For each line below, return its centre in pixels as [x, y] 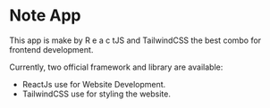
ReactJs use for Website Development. [94, 84]
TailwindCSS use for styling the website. [97, 94]
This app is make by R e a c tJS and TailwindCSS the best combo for [135, 40]
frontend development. [51, 49]
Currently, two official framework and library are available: [116, 67]
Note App [46, 16]
